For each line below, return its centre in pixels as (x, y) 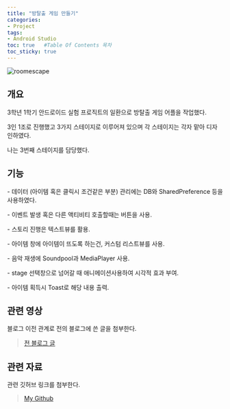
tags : (15, 33)
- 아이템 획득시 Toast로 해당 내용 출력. (58, 287)
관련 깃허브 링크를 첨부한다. (44, 385)
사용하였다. (22, 200)
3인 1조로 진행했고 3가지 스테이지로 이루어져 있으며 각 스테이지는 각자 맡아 (106, 127)
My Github (38, 399)
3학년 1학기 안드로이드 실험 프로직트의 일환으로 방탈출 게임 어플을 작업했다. (107, 112)
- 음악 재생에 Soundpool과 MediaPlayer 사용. (68, 258)
